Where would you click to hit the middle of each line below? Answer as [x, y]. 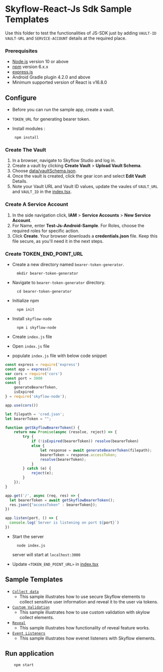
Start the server [28, 536]
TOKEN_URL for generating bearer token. [51, 119]
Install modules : [29, 129]
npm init [26, 310]
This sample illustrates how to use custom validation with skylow [85, 612]
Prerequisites [21, 51]
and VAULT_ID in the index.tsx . [42, 192]
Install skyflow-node [32, 318]
